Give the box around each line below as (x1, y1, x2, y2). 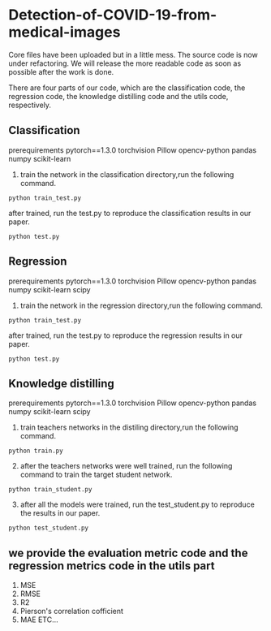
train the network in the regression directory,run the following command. (19, 300, 264, 310)
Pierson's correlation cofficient (19, 607, 124, 616)
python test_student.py (8, 524, 89, 533)
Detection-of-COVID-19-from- (8, 6, 217, 24)
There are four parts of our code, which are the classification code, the (8, 83, 246, 93)
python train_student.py (8, 486, 92, 494)
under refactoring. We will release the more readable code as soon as (8, 58, 242, 68)
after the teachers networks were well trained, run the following (19, 461, 233, 471)
